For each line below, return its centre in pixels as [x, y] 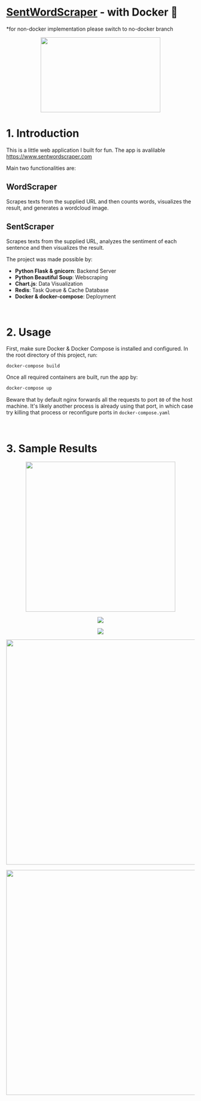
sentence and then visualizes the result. [55, 247]
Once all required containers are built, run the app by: [72, 377]
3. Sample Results [52, 448]
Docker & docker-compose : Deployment [65, 296]
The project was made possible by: [49, 259]
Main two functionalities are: [41, 168]
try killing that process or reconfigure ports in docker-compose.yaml [88, 412]
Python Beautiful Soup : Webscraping [61, 277]
